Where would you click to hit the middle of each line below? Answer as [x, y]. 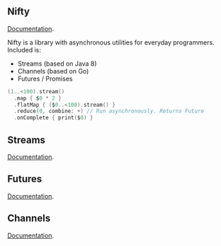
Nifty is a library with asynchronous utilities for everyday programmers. [111, 42]
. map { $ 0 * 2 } [38, 98]
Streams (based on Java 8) [57, 64]
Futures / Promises [45, 78]
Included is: [24, 49]
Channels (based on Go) [53, 71]
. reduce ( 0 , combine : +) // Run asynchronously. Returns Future [109, 111]
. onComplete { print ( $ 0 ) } [53, 118]
